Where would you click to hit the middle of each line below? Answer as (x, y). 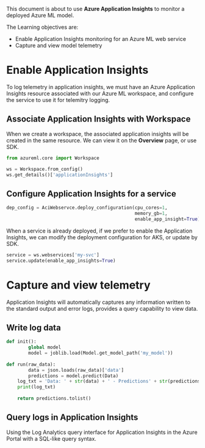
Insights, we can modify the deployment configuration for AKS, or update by (102, 237)
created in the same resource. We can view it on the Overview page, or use (102, 140)
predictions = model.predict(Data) (74, 376)
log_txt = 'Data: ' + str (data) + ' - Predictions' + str (92, 381)
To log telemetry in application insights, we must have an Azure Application (101, 87)
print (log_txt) (37, 387)
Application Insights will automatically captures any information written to (99, 302)
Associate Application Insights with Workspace (99, 119)
